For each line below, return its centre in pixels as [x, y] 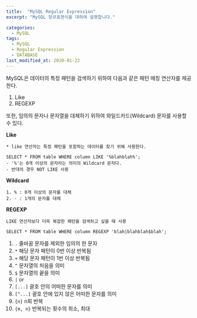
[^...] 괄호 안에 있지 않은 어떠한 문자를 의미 [66, 294]
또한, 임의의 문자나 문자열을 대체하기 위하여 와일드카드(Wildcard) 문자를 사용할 [96, 115]
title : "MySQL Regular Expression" [51, 11]
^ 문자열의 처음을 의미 [39, 265]
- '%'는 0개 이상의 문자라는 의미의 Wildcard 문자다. [64, 163]
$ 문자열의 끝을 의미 [37, 273]
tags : [13, 39]
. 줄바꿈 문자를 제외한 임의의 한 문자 [56, 243]
